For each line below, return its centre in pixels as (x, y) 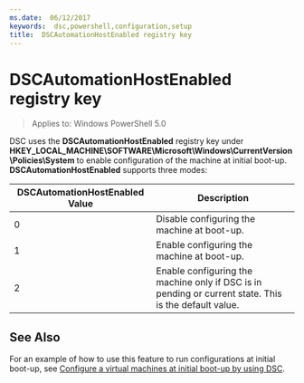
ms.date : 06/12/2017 (50, 18)
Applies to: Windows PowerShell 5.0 (99, 124)
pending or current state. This (219, 293)
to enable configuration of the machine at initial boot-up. (182, 160)
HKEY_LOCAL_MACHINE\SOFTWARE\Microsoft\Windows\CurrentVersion (151, 151)
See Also (35, 337)
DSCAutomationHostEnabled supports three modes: (109, 170)
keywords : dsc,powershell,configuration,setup (101, 26)
